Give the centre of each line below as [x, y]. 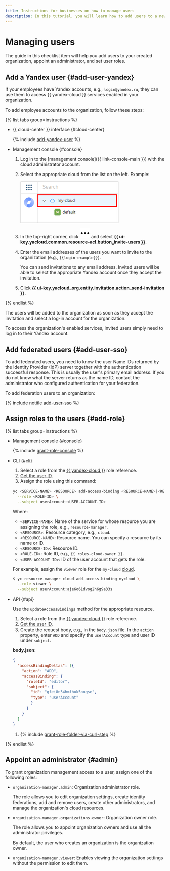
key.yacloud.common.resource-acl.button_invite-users [80, 242]
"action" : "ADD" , [40, 671]
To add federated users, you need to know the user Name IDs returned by [82, 362]
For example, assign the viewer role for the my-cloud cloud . [74, 569]
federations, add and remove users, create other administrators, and [84, 803]
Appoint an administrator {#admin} [62, 760]
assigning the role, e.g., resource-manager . [64, 527]
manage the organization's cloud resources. [58, 808]
